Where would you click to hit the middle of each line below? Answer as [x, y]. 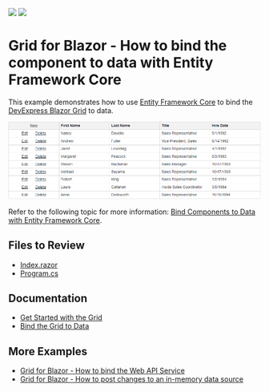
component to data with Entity [111, 63]
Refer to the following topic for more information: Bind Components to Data [132, 212]
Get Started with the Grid [61, 317]
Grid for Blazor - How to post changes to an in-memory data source [132, 379]
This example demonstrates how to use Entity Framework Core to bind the [131, 102]
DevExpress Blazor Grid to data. [61, 110]
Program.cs [39, 273]
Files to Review [47, 246]
